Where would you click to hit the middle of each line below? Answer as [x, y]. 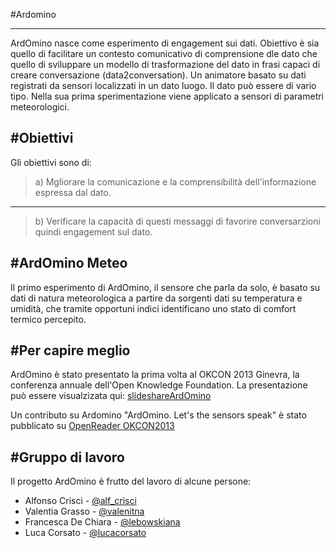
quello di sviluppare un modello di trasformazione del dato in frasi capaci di [165, 64]
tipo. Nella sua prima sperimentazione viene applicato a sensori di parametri [167, 96]
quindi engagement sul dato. [93, 231]
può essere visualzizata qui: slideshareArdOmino [111, 396]
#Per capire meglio [70, 350]
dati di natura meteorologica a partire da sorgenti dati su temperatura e [156, 298]
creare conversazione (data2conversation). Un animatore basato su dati [158, 75]
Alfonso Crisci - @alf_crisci [80, 501]
